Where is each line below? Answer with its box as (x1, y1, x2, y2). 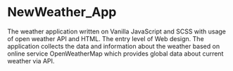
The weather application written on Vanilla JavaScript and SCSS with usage (7, 27, 227, 35)
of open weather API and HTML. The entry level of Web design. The (7, 34, 204, 42)
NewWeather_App (7, 4, 117, 20)
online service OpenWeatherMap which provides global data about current (7, 49, 224, 58)
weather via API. (7, 56, 55, 65)
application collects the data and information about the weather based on (7, 42, 220, 50)
